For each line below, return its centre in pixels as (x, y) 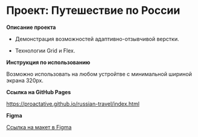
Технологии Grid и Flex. (45, 50)
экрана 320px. (25, 80)
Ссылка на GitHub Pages (39, 92)
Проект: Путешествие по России (93, 11)
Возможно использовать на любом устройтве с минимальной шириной (99, 74)
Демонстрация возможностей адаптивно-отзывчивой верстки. (97, 39)
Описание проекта (31, 27)
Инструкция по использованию (48, 62)
